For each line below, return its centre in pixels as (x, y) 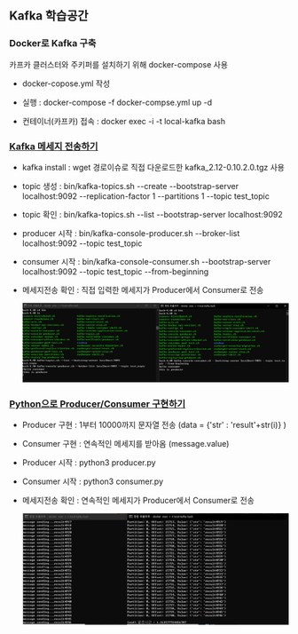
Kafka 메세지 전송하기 (54, 147)
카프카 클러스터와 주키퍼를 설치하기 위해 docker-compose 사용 (119, 64)
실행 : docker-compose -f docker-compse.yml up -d (117, 102)
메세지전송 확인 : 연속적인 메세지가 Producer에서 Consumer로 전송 (138, 501)
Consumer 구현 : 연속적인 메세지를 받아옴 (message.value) (125, 444)
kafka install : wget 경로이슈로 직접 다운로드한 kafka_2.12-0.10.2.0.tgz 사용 (153, 167)
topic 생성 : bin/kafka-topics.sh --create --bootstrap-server (130, 186)
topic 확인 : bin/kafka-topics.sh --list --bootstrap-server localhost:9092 (152, 214)
